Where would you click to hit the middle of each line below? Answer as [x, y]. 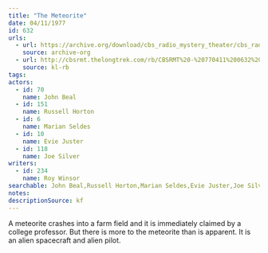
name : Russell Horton [58, 112]
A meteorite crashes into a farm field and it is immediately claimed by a [125, 223]
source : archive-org [57, 53]
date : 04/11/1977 [37, 23]
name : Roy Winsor [51, 179]
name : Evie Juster [53, 141]
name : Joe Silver [51, 156]
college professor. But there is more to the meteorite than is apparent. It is [130, 232]
